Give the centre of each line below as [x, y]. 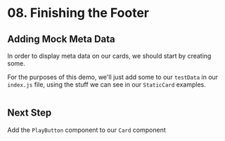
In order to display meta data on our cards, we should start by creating [109, 56]
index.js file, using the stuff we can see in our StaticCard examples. [107, 85]
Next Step [30, 113]
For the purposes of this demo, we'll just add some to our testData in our [113, 77]
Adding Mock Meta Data [62, 39]
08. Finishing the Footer [78, 13]
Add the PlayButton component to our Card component [87, 130]
